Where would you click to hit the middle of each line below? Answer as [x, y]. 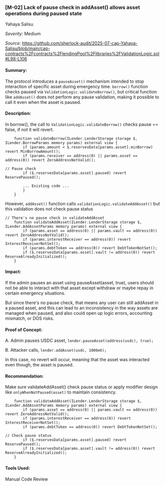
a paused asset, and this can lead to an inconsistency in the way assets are [82, 308]
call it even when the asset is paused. [43, 102]
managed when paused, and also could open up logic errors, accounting [79, 313]
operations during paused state [44, 13]
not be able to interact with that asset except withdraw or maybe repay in [79, 288]
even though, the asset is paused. [39, 365]
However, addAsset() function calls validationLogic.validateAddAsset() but [82, 204]
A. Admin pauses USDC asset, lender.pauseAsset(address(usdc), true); [79, 340]
